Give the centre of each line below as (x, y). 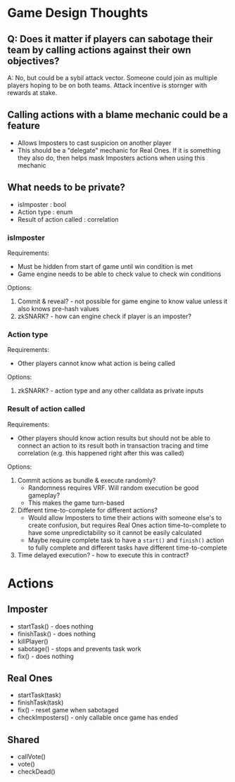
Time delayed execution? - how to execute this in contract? (103, 555)
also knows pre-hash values (58, 308)
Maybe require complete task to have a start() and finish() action (126, 540)
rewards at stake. (32, 93)
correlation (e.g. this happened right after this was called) (101, 453)
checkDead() (36, 771)
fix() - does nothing (45, 656)
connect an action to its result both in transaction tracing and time (113, 446)
